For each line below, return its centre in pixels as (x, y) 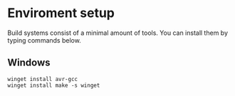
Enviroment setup (61, 13)
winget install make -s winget (54, 85)
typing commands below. (45, 40)
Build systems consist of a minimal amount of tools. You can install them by (118, 33)
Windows (29, 63)
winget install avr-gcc (43, 79)
